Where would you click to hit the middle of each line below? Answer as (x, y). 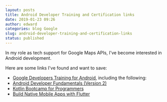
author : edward (21, 24)
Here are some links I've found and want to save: (56, 68)
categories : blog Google (31, 29)
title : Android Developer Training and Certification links (70, 15)
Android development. (28, 58)
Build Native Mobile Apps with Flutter (51, 94)
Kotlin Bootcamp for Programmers (48, 88)
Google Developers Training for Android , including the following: (79, 78)
